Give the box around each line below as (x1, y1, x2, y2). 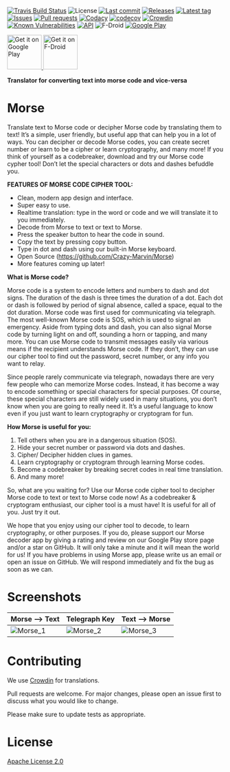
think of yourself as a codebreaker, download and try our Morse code (7, 152, 204, 160)
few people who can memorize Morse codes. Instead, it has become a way (7, 379, 220, 388)
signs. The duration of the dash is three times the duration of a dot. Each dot (7, 293, 223, 302)
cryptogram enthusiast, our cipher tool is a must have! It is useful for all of (7, 500, 216, 509)
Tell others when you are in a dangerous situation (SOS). (16, 436, 177, 444)
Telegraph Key (66, 614, 115, 623)
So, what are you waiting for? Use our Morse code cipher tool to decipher (7, 486, 215, 494)
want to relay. (7, 359, 46, 368)
